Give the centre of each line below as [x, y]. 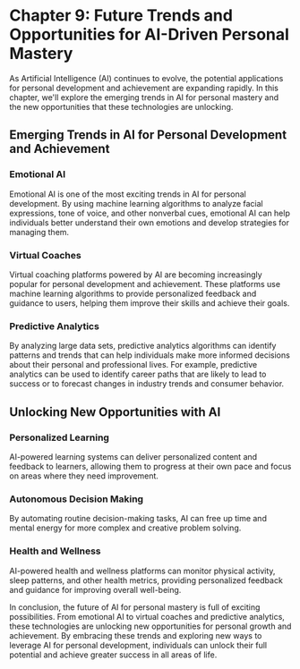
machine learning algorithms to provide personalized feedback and [133, 293]
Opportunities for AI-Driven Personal [149, 34]
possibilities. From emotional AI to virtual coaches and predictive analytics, [147, 616]
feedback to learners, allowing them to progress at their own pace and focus [150, 466]
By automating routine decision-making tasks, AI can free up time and [138, 519]
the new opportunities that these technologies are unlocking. [121, 106]
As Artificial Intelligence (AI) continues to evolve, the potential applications [146, 78]
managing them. [39, 232]
